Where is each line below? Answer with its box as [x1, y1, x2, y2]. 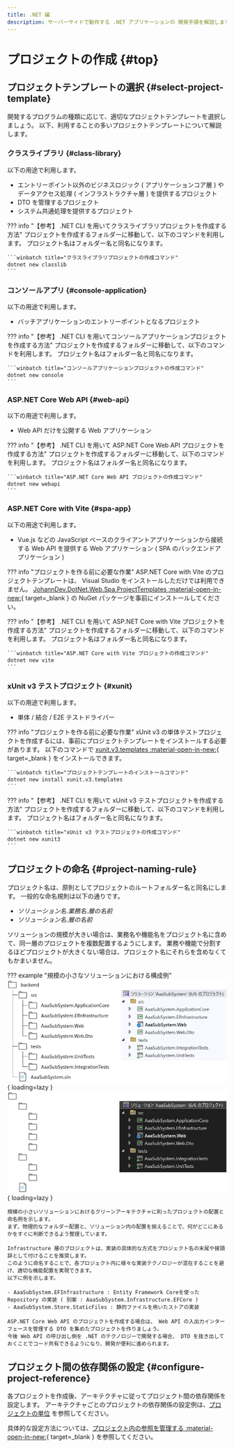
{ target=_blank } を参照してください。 [46, 1433, 157, 1441]
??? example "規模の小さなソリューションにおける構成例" [7, 971, 172, 979]
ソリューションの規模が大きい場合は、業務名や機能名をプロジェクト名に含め [7, 930, 227, 938]
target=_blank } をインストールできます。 [7, 754, 125, 762]
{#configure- [146, 1361, 205, 1373]
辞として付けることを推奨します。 [7, 1252, 90, 1260]
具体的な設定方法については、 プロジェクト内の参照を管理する [7, 1424, 185, 1433]
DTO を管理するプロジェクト [17, 198, 100, 206]
